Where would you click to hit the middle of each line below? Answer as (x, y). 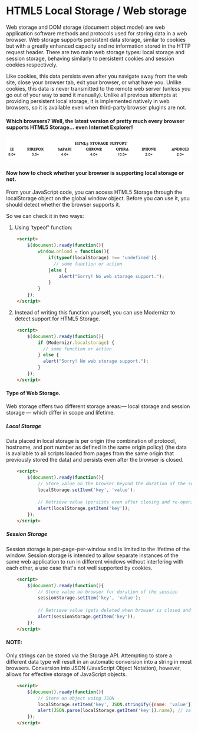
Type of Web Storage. (33, 393)
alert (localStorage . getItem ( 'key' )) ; (84, 509)
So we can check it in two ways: (45, 216)
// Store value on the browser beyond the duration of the (111, 483)
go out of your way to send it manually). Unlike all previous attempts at (92, 95)
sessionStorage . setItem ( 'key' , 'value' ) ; (89, 598)
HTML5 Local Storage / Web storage (97, 11)
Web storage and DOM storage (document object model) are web (86, 27)
